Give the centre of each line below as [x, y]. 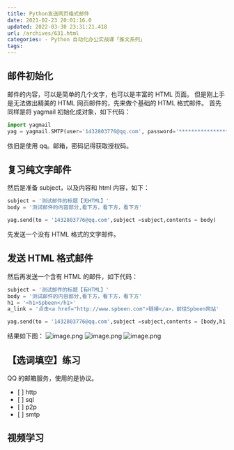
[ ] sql [26, 399]
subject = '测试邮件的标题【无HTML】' [58, 201]
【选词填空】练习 [44, 360]
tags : [15, 46]
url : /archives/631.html [43, 33]
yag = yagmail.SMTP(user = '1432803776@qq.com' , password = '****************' [119, 131]
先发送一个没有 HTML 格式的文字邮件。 [63, 234]
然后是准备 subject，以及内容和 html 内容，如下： [78, 188]
